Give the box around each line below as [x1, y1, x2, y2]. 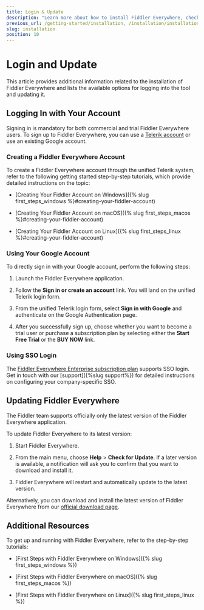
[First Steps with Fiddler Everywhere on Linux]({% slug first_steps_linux [15, 591, 194, 599]
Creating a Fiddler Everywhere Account [6, 153, 126, 161]
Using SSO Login [6, 351, 57, 359]
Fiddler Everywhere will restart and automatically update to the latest [15, 478, 188, 485]
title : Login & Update [6, 9, 64, 15]
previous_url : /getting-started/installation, [6, 20, 126, 26]
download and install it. [15, 466, 73, 474]
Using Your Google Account [6, 249, 90, 258]
